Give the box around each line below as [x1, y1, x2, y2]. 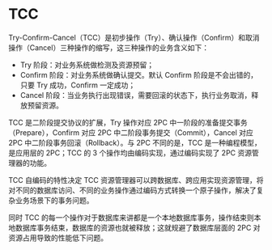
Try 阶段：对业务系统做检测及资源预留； [19, 60, 155, 70]
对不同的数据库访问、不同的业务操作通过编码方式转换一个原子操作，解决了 [8, 185, 257, 195]
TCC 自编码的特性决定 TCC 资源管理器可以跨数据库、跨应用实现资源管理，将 [8, 175, 264, 184]
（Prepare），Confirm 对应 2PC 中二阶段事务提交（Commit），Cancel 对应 [8, 127, 253, 138]
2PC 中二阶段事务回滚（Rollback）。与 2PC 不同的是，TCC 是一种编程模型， [8, 138, 261, 147]
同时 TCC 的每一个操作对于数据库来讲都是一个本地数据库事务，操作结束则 [8, 212, 254, 222]
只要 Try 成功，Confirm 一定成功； [19, 80, 136, 90]
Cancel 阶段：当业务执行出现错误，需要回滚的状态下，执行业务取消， [19, 90, 252, 100]
